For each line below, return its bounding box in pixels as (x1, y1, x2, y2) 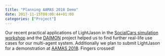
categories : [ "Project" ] (5, 16, 56, 21)
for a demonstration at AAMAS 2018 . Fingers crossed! (5, 45, 115, 52)
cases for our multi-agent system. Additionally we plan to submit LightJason (5, 40, 161, 46)
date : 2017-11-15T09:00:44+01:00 (5, 12, 74, 17)
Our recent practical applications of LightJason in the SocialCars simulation (5, 30, 159, 36)
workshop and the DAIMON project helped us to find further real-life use (5, 35, 153, 41)
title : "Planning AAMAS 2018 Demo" (5, 7, 79, 12)
